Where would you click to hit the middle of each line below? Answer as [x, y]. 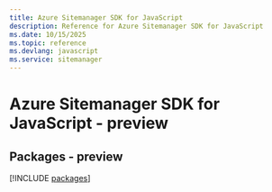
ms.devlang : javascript [54, 51]
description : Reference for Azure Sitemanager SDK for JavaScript [136, 26]
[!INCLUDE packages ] [50, 178]
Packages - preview [66, 156]
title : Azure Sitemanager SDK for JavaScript [96, 18]
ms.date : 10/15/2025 [48, 34]
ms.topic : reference [48, 43]
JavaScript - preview [89, 123]
